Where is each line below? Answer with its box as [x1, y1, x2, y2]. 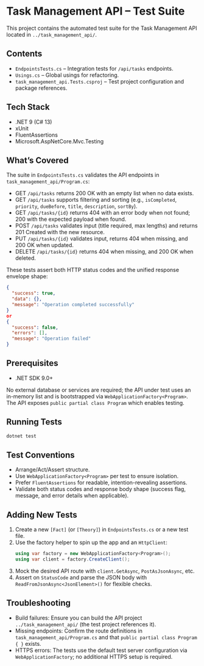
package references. [15, 84, 68, 91]
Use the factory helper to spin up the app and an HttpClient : [15, 539, 167, 546]
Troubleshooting [6, 598, 71, 608]
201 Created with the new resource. [15, 229, 105, 236]
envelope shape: [6, 273, 48, 280]
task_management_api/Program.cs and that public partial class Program [15, 633, 197, 641]
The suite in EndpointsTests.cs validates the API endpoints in [6, 171, 160, 179]
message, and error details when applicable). [15, 492, 129, 500]
